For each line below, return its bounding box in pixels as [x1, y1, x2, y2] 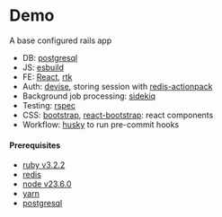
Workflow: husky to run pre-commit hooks [22, 118, 180, 130]
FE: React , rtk [22, 71, 73, 82]
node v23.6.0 [22, 178, 72, 189]
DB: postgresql [22, 52, 78, 63]
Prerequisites [9, 140, 61, 151]
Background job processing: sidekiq [22, 91, 155, 101]
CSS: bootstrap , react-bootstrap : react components [22, 109, 214, 120]
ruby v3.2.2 [22, 160, 66, 170]
